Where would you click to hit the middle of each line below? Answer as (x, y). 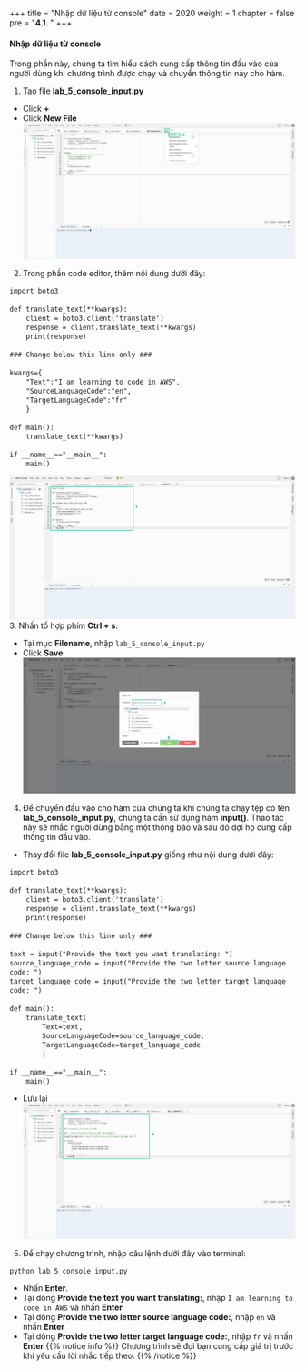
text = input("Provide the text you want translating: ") (121, 955)
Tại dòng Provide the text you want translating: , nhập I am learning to (157, 1298)
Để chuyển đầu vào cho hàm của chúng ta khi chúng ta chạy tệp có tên (156, 808)
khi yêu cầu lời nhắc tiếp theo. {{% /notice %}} (109, 1356)
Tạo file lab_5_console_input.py (83, 91)
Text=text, (63, 1027)
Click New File (49, 118)
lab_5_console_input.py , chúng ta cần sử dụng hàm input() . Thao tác (153, 818)
